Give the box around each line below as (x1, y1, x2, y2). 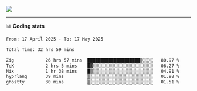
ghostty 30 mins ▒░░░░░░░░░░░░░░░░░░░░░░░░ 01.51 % (6, 79, 180, 85)
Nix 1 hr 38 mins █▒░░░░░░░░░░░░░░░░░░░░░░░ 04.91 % (6, 68, 180, 74)
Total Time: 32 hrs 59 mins (6, 46, 75, 52)
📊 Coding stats (6, 23, 45, 29)
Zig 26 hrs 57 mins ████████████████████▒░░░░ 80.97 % (6, 57, 180, 63)
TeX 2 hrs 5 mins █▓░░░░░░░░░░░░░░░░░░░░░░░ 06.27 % (6, 63, 180, 69)
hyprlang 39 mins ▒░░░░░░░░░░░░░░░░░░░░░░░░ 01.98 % (6, 73, 180, 80)
